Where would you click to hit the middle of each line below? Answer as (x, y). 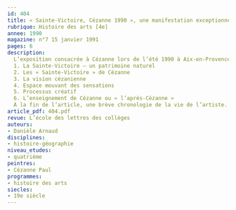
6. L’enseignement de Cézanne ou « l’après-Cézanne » (94, 99)
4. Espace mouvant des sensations (64, 85)
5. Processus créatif (45, 92)
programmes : (25, 176)
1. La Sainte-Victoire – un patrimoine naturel (85, 66)
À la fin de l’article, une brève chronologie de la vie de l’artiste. (121, 105)
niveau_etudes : (29, 150)
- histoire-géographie (40, 144)
